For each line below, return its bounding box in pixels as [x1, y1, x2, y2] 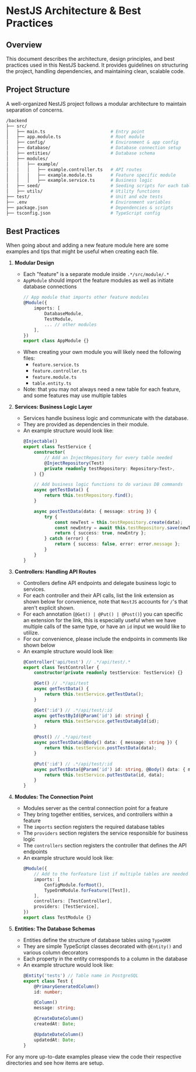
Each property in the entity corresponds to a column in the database [23, 955, 188, 962]
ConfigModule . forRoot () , [44, 882, 105, 888]
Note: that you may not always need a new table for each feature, [23, 386, 181, 393]
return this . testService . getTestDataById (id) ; [44, 718, 159, 724]
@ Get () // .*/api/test [34, 680, 89, 687]
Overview [6, 40, 43, 50]
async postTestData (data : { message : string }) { [34, 508, 157, 514]
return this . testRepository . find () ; [44, 492, 134, 498]
